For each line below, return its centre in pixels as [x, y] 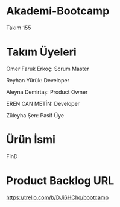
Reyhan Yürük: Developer [38, 80]
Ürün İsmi [31, 140]
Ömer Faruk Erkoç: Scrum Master [48, 69]
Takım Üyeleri [41, 52]
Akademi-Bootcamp [58, 11]
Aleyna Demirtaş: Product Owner [47, 92]
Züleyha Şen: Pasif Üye [35, 115]
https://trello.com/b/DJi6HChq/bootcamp [58, 197]
